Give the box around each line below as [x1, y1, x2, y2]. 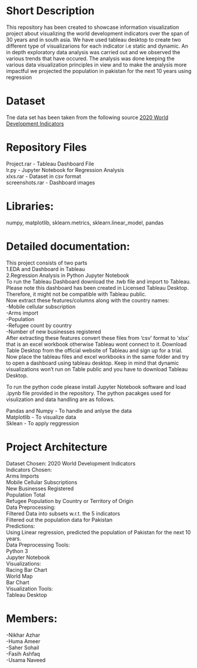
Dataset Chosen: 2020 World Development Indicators [6, 459, 136, 467]
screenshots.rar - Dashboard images [6, 178, 95, 186]
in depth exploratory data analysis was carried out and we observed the [6, 48, 181, 55]
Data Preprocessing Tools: [6, 541, 71, 548]
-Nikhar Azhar [6, 631, 41, 639]
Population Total [6, 491, 46, 498]
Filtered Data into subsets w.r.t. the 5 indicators [6, 510, 121, 517]
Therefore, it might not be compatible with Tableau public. [6, 290, 147, 297]
